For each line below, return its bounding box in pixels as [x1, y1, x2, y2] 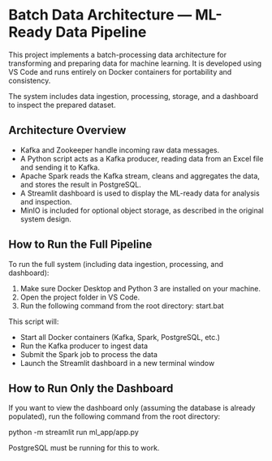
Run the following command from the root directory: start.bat [19, 300, 225, 310]
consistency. [8, 75, 51, 85]
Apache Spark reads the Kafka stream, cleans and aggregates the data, [19, 170, 260, 180]
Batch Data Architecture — [8, 6, 192, 24]
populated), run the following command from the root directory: [8, 411, 221, 421]
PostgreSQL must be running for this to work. [8, 443, 160, 453]
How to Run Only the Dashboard [8, 381, 174, 395]
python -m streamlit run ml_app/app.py [8, 428, 140, 437]
